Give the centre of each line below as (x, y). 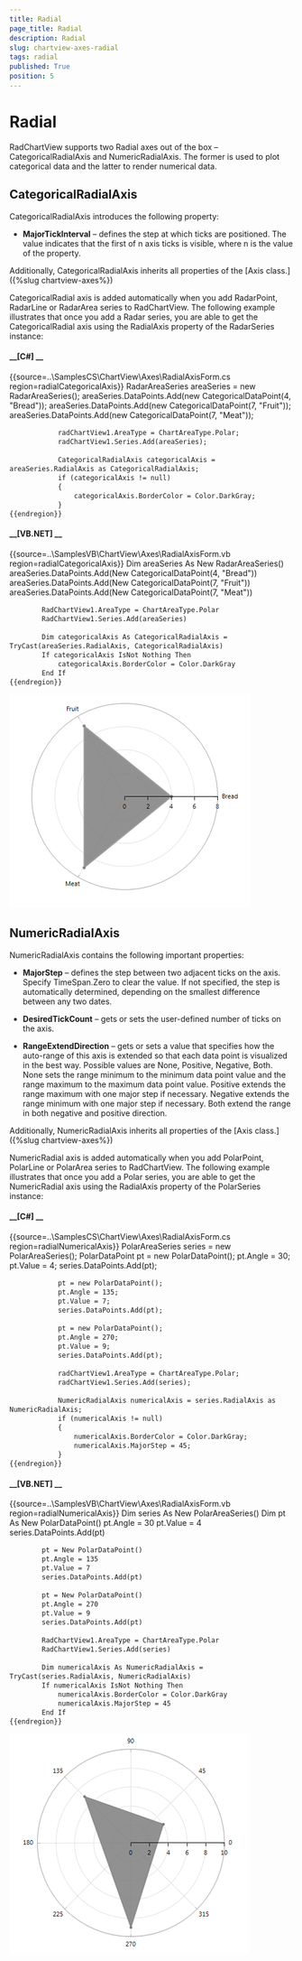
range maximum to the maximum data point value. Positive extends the (154, 1084)
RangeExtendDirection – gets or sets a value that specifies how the (148, 1046)
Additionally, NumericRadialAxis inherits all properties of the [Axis (131, 1130)
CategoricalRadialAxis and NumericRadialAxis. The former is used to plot (145, 156)
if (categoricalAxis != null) (114, 478)
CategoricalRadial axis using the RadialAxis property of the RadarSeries (142, 326)
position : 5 (32, 77)
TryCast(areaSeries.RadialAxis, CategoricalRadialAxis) (116, 646)
